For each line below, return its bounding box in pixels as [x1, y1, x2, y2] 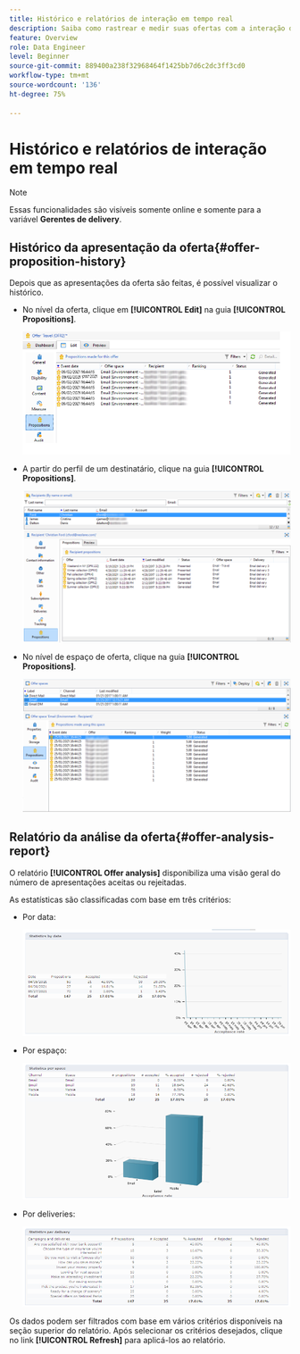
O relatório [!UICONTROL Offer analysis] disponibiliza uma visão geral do [9, 867, 281, 878]
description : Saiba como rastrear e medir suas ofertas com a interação [9, 23, 286, 33]
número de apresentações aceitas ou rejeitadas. [9, 876, 187, 888]
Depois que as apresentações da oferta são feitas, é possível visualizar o [9, 278, 279, 288]
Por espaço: [21, 1045, 67, 1056]
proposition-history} [9, 254, 127, 269]
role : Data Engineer [9, 43, 87, 52]
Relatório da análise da [9, 830, 138, 845]
